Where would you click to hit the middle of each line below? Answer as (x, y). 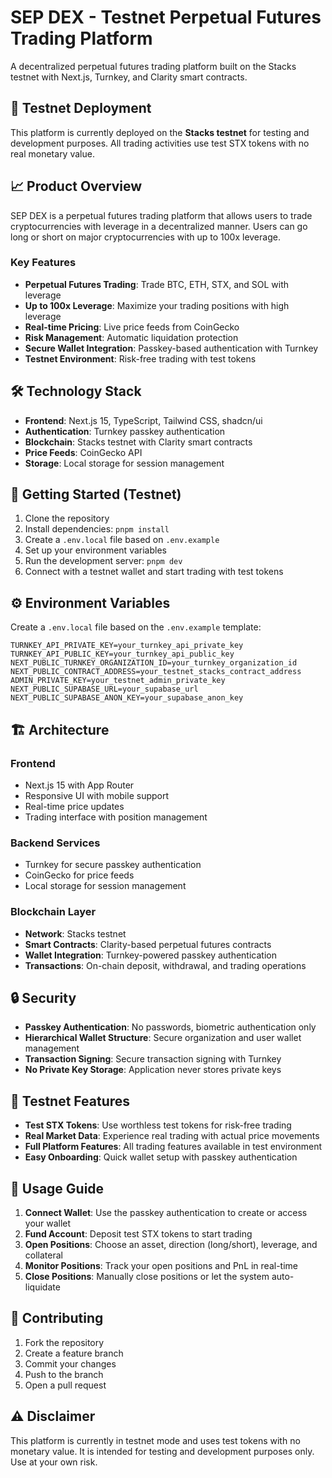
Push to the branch (64, 1374)
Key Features (43, 263)
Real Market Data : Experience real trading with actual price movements (172, 1136)
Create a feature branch (74, 1353)
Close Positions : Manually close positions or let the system (147, 1277)
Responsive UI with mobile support (97, 795)
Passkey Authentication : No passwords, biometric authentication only (170, 1027)
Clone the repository (67, 518)
